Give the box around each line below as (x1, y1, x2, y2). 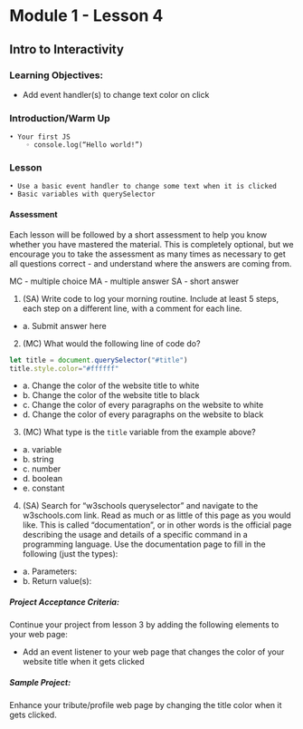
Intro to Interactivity (9, 42, 125, 57)
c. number (22, 463, 62, 474)
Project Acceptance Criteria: (9, 597, 120, 607)
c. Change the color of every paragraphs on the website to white (22, 400, 264, 411)
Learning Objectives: (9, 69, 104, 82)
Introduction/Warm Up (9, 112, 110, 124)
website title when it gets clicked (22, 656, 145, 667)
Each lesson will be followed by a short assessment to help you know (9, 228, 268, 240)
